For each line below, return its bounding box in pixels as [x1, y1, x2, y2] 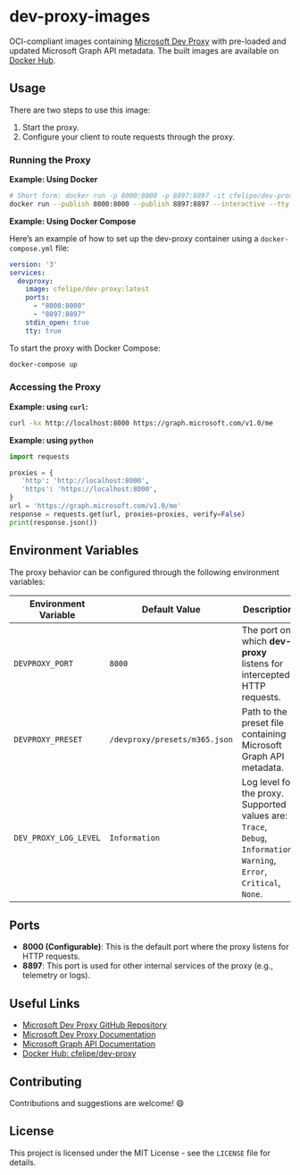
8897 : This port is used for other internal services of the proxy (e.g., [21, 960, 274, 971]
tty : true [25, 326, 62, 335]
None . [241, 887, 263, 900]
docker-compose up [9, 359, 78, 368]
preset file [241, 716, 284, 729]
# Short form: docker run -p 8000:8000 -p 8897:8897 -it [9, 191, 226, 200]
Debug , [241, 832, 268, 844]
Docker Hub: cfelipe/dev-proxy [21, 1048, 137, 1059]
